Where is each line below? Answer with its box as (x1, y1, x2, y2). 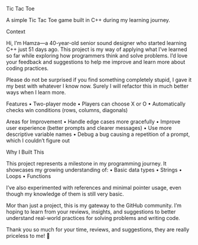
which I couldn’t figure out (6, 137, 70, 144)
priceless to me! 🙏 (6, 233, 50, 239)
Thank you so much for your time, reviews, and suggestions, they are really (6, 226, 190, 233)
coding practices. (6, 65, 49, 72)
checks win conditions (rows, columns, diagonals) (6, 107, 128, 113)
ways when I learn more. (6, 89, 66, 96)
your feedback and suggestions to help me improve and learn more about (6, 59, 186, 65)
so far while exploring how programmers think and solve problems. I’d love (6, 52, 188, 59)
